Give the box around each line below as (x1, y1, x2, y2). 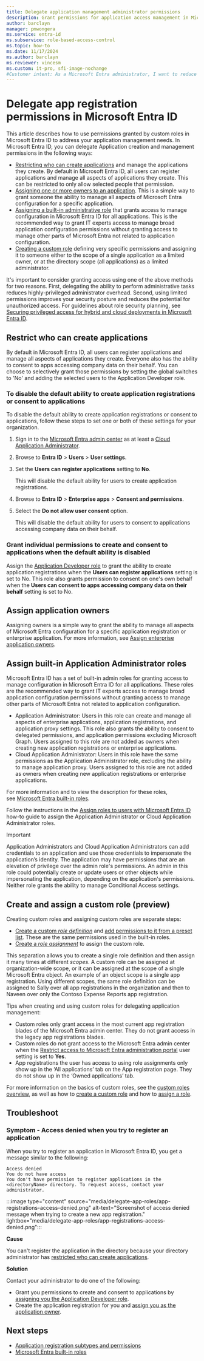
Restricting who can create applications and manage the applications (15, 161, 188, 169)
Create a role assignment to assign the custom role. (15, 940, 144, 948)
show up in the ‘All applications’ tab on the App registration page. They (15, 1066, 192, 1073)
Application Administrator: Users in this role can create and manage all (15, 712, 192, 719)
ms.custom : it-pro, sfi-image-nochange (6, 65, 107, 72)
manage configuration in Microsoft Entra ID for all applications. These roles (6, 681, 194, 688)
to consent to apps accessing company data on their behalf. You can (6, 362, 178, 368)
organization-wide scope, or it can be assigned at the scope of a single (6, 965, 185, 972)
